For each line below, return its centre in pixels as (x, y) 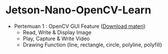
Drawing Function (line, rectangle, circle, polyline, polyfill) (93, 45)
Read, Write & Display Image (57, 32)
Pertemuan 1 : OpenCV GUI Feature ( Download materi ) (80, 26)
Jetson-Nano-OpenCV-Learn (78, 10)
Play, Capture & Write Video (56, 38)
